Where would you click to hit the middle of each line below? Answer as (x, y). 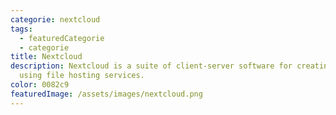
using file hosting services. (82, 76)
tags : (21, 29)
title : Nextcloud (46, 57)
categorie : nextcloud (55, 19)
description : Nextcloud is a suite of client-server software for (151, 66)
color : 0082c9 (40, 85)
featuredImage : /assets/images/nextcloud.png (106, 94)
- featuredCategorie (62, 38)
